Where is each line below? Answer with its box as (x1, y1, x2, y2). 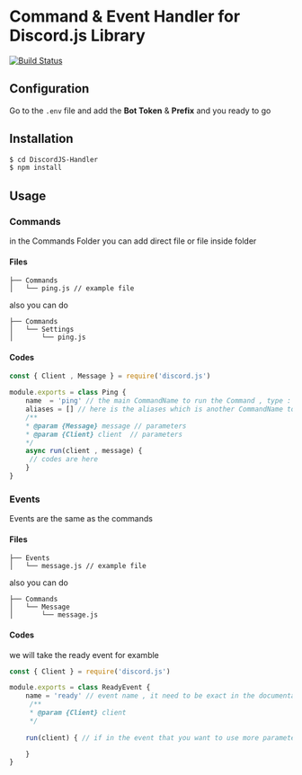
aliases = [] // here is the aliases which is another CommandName (25, 405, 283, 414)
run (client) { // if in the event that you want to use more (25, 733, 259, 743)
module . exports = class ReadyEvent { (9, 683, 151, 692)
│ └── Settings (9, 325, 75, 334)
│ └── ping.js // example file (9, 284, 135, 293)
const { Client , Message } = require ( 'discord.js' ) (9, 371, 211, 381)
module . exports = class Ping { (9, 388, 127, 397)
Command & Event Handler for (9, 6, 241, 27)
